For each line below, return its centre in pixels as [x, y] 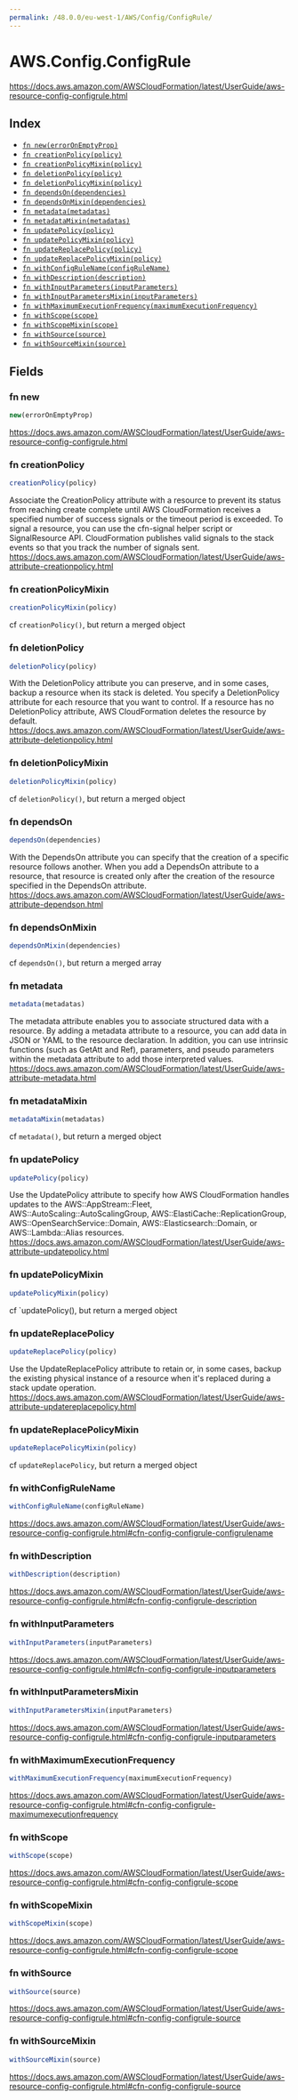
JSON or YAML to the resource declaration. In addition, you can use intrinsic [149, 1040]
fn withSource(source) [64, 335]
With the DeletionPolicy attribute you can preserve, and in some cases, [139, 683]
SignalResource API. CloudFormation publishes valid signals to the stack [141, 538]
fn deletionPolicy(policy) [72, 174]
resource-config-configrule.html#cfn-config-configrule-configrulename [141, 1533]
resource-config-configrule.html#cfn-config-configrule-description [133, 1601]
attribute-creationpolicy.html [61, 567]
